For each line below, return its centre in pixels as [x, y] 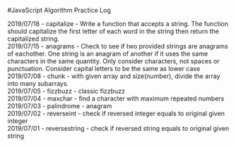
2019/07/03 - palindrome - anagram [60, 106]
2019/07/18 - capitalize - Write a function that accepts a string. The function [118, 24]
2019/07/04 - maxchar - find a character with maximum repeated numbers [116, 98]
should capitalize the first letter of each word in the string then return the [113, 31]
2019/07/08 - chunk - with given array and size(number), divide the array [114, 76]
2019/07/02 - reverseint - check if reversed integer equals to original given [116, 113]
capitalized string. [34, 39]
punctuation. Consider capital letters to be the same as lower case [104, 69]
